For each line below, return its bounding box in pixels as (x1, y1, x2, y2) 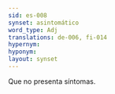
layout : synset (8, 56, 58, 63)
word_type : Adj (8, 26, 58, 34)
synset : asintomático (8, 19, 80, 27)
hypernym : (8, 41, 41, 49)
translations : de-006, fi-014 (8, 33, 108, 42)
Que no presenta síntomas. (8, 76, 96, 86)
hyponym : (8, 48, 37, 56)
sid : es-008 (8, 11, 47, 20)
